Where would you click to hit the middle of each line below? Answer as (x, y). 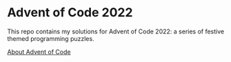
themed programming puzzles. (51, 38)
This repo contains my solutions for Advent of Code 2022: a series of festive (116, 31)
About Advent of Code (39, 52)
